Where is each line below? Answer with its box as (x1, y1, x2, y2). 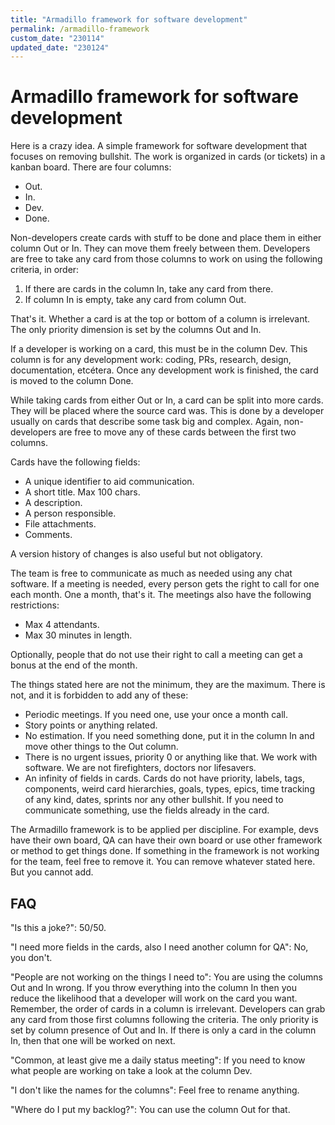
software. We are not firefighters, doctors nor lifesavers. (24, 762, 257, 774)
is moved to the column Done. (10, 375, 134, 387)
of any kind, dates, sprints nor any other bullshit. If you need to (24, 794, 284, 806)
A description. (24, 497, 83, 509)
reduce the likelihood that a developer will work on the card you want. (10, 992, 298, 1004)
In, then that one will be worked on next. (10, 1035, 176, 1046)
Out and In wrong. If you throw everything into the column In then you (10, 982, 297, 993)
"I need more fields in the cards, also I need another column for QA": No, (10, 941, 309, 953)
